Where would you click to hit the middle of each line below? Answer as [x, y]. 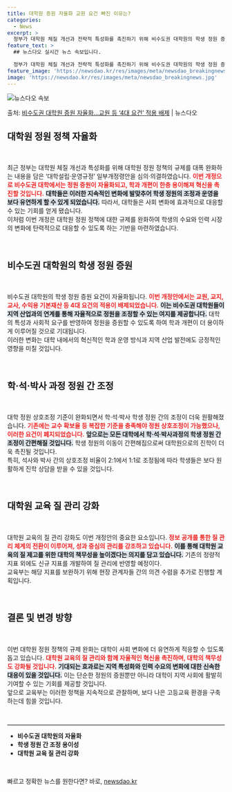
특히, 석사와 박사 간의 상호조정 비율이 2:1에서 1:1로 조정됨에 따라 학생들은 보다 [111, 460]
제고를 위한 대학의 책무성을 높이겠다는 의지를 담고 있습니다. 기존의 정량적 [124, 554]
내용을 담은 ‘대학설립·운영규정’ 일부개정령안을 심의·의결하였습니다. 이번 [109, 176]
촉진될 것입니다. [36, 451]
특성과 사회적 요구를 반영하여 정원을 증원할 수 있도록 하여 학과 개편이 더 [110, 322]
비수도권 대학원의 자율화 [49, 735]
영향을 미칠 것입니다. [35, 349]
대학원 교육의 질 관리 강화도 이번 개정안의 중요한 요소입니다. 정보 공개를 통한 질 [113, 537]
